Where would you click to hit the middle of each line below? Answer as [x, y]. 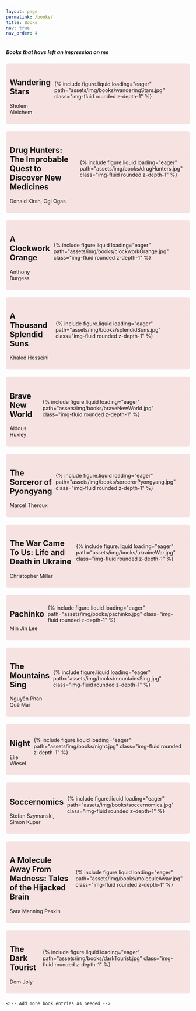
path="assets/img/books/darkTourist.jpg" [93, 958]
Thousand [29, 325]
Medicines [29, 187]
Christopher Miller [32, 576]
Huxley [18, 435]
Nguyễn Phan [26, 699]
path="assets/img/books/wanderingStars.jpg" [110, 90]
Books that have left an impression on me [57, 52]
